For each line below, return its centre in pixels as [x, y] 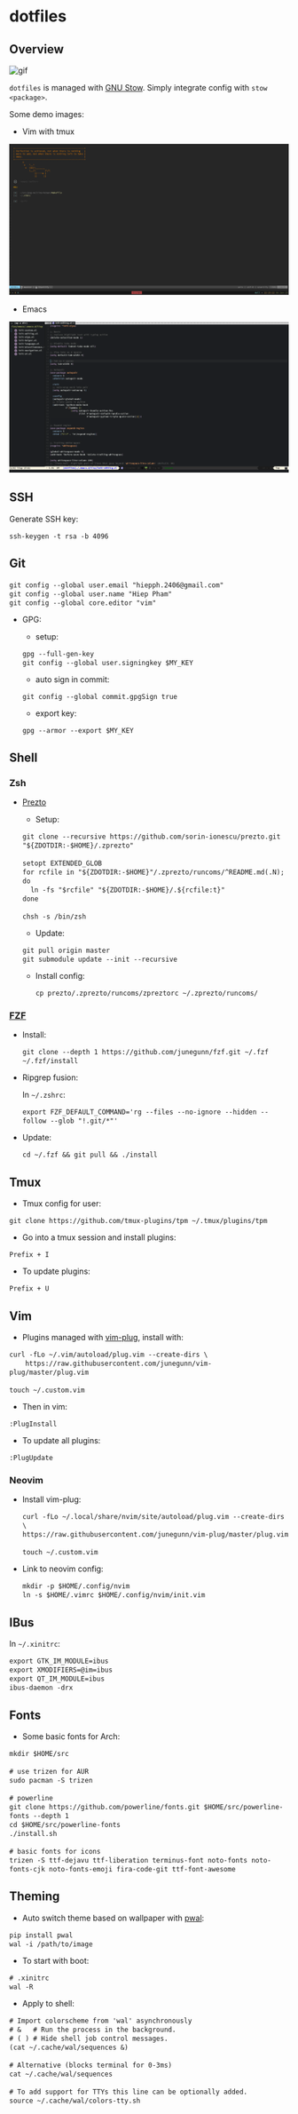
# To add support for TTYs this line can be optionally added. [129, 2092]
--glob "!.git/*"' [84, 1121]
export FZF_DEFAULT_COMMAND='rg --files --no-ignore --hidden [139, 1112]
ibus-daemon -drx [41, 1688]
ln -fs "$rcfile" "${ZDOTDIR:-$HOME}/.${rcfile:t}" [128, 890]
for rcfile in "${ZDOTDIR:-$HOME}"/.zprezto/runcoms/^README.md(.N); [153, 872]
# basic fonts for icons [55, 1852]
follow [34, 1121]
